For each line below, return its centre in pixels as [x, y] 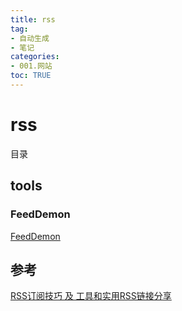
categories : [35, 57]
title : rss [33, 19]
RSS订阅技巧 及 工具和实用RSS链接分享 [91, 296]
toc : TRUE [31, 76]
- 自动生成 [30, 38]
